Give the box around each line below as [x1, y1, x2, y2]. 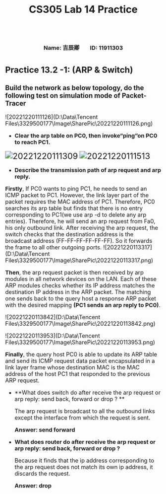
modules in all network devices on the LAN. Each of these [5, 276, 157, 283]
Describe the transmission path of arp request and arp [14, 167, 162, 174]
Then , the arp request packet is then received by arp [5, 269, 144, 276]
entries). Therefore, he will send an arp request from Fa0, [5, 218, 156, 225]
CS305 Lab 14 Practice [29, 3, 138, 16]
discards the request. [14, 470, 70, 477]
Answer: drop [14, 482, 52, 490]
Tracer [5, 99, 26, 108]
